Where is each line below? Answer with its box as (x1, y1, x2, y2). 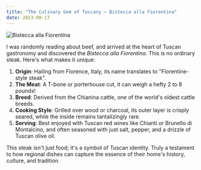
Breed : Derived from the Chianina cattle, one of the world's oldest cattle (15, 93, 196, 101)
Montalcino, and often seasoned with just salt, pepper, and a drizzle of (15, 126, 191, 133)
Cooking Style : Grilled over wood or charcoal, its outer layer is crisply (15, 106, 189, 114)
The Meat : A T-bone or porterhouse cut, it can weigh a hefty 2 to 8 (15, 80, 183, 88)
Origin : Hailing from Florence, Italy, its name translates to (15, 67, 158, 75)
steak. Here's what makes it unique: (6, 56, 96, 63)
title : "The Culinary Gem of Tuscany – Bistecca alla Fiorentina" (6, 8, 177, 15)
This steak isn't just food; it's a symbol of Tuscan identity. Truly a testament (6, 144, 195, 151)
